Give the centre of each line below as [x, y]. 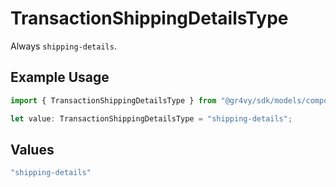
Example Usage [60, 77]
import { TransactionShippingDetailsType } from [113, 100]
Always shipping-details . [63, 46]
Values [32, 149]
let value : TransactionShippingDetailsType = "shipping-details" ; [151, 118]
